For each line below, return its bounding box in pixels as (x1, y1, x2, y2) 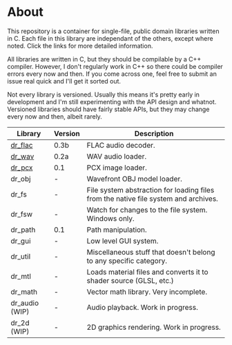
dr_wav (10, 151, 35, 161)
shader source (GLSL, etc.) (86, 275, 174, 285)
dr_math (10, 287, 38, 297)
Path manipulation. (86, 225, 147, 235)
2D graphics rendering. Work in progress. (86, 322, 221, 332)
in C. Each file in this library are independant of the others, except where (7, 34, 213, 42)
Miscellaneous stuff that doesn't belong (86, 247, 215, 257)
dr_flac (10, 140, 33, 150)
